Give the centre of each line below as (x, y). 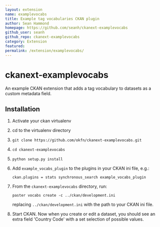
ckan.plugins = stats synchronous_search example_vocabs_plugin (79, 177)
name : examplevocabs (26, 14)
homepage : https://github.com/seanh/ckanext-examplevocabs (67, 28)
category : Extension (26, 42)
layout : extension (24, 10)
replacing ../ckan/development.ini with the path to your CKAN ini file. (83, 204)
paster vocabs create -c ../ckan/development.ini (64, 196)
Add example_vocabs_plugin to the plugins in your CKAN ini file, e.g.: (81, 168)
